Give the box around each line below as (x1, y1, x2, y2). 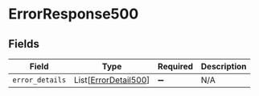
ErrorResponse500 (8, 5, 139, 23)
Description (200, 61, 247, 72)
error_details (12, 76, 67, 85)
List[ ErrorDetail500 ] (73, 74, 150, 86)
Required (158, 61, 194, 72)
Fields (8, 37, 40, 51)
